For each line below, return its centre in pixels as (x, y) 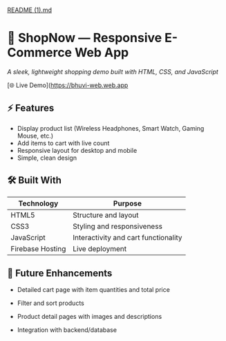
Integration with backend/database (67, 330)
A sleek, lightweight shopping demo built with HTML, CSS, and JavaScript (113, 71)
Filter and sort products (50, 303)
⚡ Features (31, 108)
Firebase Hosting (38, 248)
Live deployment (100, 248)
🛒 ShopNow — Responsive (85, 38)
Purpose (127, 203)
